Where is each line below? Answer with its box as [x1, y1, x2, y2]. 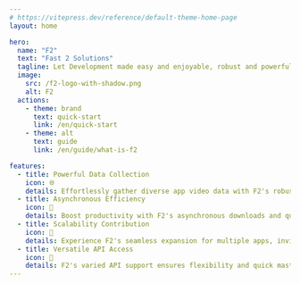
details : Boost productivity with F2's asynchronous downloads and [25, 212, 281, 221]
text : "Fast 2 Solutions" [17, 54, 114, 63]
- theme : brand [25, 104, 82, 113]
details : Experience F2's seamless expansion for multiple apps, [25, 236, 274, 246]
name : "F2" [17, 46, 58, 54]
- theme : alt [25, 129, 74, 138]
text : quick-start [32, 113, 102, 121]
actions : [17, 96, 50, 104]
